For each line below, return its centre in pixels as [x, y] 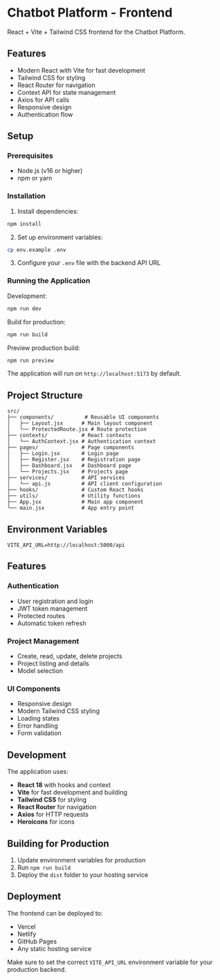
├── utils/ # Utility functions [74, 496]
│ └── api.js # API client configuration [85, 484]
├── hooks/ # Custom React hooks [75, 490]
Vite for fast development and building [72, 793]
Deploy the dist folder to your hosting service [83, 875]
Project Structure [45, 395]
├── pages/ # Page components [71, 447]
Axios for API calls [43, 100]
